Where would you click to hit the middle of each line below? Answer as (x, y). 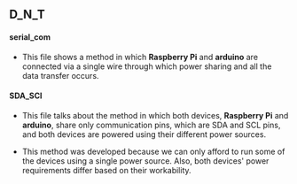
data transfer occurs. (60, 75)
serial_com (30, 37)
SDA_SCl (26, 96)
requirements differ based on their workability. (107, 170)
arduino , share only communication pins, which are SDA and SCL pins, (151, 125)
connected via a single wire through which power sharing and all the (147, 66)
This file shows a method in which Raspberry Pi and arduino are (140, 57)
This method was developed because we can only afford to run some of (153, 151)
